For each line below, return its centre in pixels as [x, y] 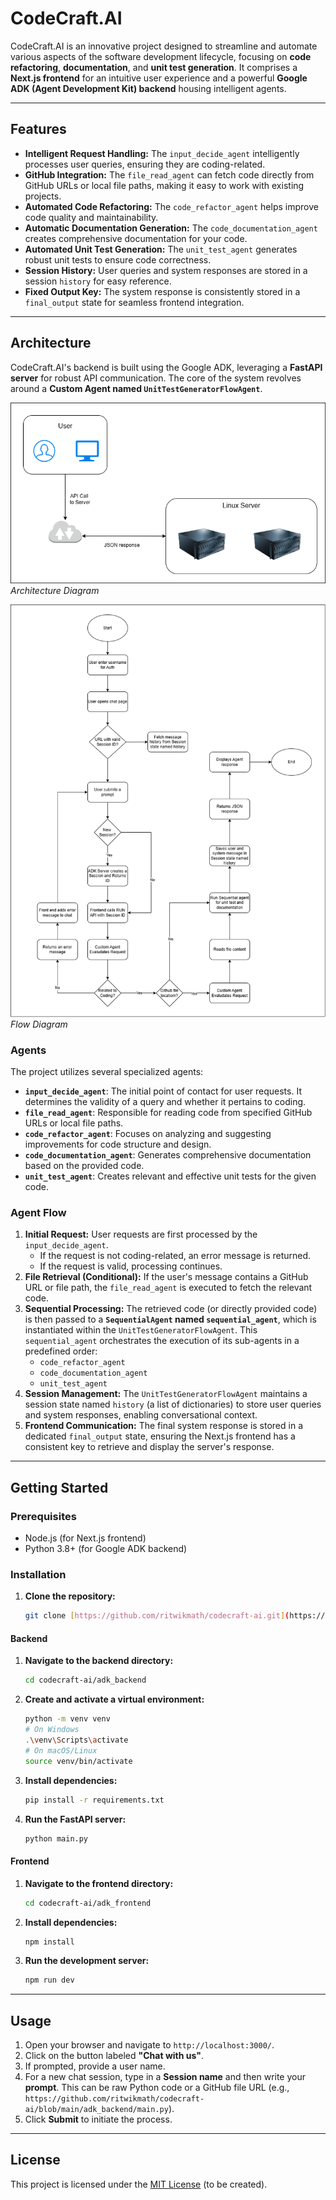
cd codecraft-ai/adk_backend [85, 1680]
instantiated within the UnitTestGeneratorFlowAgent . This [141, 1330]
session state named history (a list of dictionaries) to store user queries [173, 1404]
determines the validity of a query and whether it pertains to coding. [165, 1102]
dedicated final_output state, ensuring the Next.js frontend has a [160, 1436]
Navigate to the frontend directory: [99, 1883]
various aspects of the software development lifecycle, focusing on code [161, 56]
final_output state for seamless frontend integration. [134, 302]
